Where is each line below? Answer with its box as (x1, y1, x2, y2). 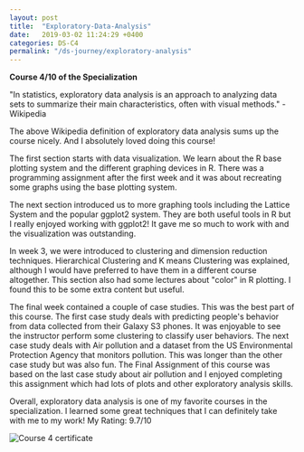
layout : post (9, 13, 59, 23)
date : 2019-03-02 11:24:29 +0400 (9, 30, 144, 39)
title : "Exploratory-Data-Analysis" (9, 22, 152, 31)
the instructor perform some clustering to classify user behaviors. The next (9, 331, 290, 342)
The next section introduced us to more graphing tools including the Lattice (9, 200, 290, 211)
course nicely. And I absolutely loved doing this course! (9, 136, 215, 146)
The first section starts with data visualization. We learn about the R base (9, 153, 282, 164)
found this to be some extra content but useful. (9, 284, 185, 295)
